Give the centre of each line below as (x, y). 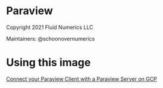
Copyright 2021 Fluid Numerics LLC (50, 27)
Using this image (48, 63)
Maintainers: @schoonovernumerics (51, 38)
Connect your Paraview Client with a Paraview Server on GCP (82, 79)
